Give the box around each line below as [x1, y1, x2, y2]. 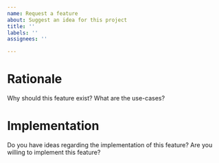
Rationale [7, 72, 62, 87]
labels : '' [7, 29, 38, 36]
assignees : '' [7, 36, 48, 43]
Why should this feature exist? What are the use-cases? [7, 94, 165, 102]
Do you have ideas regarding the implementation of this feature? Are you [7, 141, 213, 149]
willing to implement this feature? [7, 149, 101, 156]
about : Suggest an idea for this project [7, 17, 128, 23]
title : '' [7, 23, 36, 30]
